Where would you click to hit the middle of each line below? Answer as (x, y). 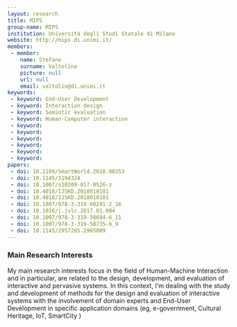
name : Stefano (41, 60)
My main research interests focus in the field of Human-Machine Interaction (118, 270)
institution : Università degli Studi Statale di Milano (91, 34)
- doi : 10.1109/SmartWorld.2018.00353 (68, 171)
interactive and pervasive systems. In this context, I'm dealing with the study (119, 285)
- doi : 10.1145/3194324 (45, 178)
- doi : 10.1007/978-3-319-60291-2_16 (66, 204)
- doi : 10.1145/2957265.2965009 (58, 230)
